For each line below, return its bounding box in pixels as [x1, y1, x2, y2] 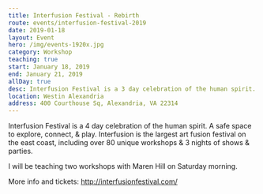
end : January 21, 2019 [8, 70, 83, 78]
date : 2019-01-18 [8, 26, 66, 34]
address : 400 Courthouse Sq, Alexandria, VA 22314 [8, 99, 178, 107]
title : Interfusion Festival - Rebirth [8, 11, 140, 20]
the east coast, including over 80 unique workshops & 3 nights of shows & [8, 138, 250, 147]
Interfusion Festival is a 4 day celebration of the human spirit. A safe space [8, 121, 252, 131]
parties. [8, 147, 33, 156]
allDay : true [8, 77, 51, 85]
